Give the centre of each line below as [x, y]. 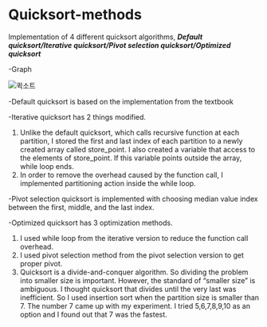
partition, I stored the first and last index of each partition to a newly [131, 140]
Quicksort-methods [75, 15]
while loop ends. [47, 166]
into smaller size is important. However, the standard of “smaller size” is [137, 280]
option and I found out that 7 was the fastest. [93, 314]
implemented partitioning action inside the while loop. [108, 183]
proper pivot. [41, 263]
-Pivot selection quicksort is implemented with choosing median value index [133, 199]
